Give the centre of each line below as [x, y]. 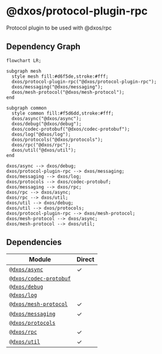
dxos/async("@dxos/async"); [47, 119]
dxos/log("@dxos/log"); [41, 134]
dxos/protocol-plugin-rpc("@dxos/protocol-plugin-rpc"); [84, 82]
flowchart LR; [24, 61]
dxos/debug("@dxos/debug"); [47, 124]
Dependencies [34, 242]
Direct [85, 259]
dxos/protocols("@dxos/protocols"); [57, 140]
